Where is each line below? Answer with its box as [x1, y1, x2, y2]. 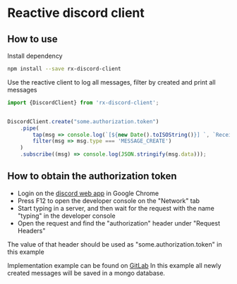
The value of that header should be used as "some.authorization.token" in [7, 240, 222, 248]
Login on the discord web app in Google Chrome [17, 189, 159, 197]
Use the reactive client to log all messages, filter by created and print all [7, 78, 217, 86]
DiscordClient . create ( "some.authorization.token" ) [7, 118, 159, 125]
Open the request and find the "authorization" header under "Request [17, 218, 221, 227]
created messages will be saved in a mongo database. [7, 268, 166, 277]
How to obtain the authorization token [7, 171, 178, 183]
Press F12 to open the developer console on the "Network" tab [17, 196, 200, 205]
